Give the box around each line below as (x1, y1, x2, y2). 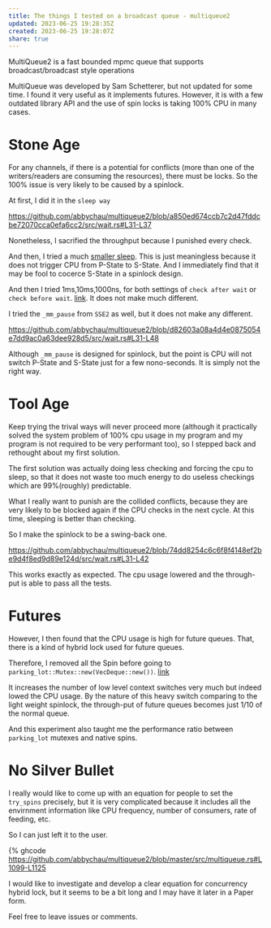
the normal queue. (8, 708, 71, 718)
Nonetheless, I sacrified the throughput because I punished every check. (8, 236, 252, 246)
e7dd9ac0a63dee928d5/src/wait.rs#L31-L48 (8, 333, 160, 343)
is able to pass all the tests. (21, 578, 112, 588)
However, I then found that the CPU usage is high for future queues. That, (8, 634, 255, 643)
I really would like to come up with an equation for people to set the (8, 788, 234, 798)
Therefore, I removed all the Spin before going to (8, 658, 172, 668)
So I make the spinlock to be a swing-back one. (8, 529, 168, 539)
